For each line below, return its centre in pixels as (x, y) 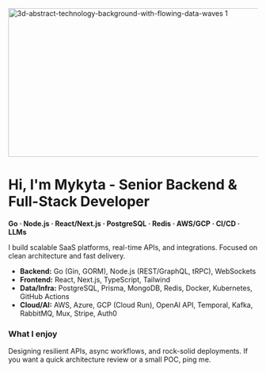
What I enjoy (33, 334)
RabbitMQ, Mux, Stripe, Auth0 (68, 313)
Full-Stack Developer (79, 202)
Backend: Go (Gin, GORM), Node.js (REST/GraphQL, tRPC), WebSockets (138, 271)
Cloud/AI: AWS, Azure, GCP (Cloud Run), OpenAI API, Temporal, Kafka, (136, 305)
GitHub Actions (44, 296)
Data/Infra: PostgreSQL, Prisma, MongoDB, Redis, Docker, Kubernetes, (136, 288)
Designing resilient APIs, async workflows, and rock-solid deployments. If (128, 351)
